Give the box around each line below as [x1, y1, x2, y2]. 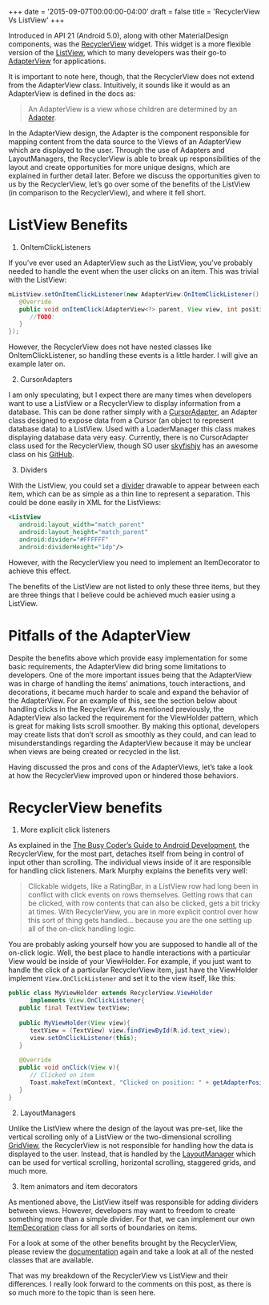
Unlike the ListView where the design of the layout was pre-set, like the [8, 1123, 243, 1133]
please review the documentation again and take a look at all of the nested [8, 1247, 254, 1256]
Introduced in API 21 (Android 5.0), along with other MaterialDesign [8, 31, 229, 40]
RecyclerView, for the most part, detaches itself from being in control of [8, 849, 244, 859]
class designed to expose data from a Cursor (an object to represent [8, 416, 235, 425]
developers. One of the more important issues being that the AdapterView [8, 670, 252, 680]
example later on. [8, 359, 66, 369]
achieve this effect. [8, 566, 72, 576]
